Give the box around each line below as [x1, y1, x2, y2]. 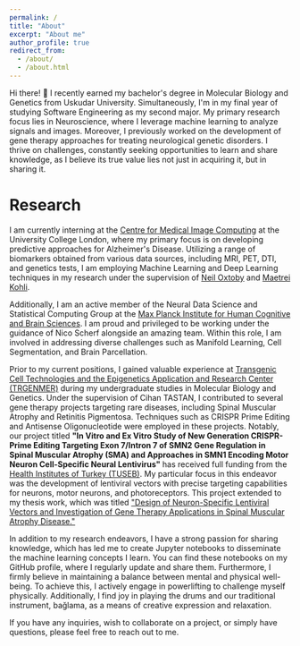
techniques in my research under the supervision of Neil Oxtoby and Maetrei [9, 272, 291, 283]
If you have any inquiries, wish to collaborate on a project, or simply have [9, 616, 279, 627]
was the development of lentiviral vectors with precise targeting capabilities [9, 478, 287, 489]
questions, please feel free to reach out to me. [9, 626, 179, 637]
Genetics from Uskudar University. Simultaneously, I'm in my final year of [9, 97, 279, 107]
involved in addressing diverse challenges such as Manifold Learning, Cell [9, 336, 282, 347]
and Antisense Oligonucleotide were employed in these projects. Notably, [9, 421, 279, 431]
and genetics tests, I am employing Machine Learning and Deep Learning [9, 262, 279, 273]
